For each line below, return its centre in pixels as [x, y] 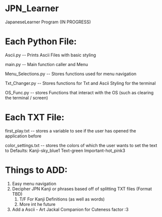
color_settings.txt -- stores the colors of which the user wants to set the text [81, 145]
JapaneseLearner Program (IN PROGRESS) [48, 22]
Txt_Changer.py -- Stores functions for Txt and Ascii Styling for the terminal [81, 83]
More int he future [37, 204]
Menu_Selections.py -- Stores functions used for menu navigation [71, 74]
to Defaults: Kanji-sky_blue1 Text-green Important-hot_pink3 [65, 150]
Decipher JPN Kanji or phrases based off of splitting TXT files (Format [82, 189]
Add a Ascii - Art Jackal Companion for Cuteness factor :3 [70, 209]
